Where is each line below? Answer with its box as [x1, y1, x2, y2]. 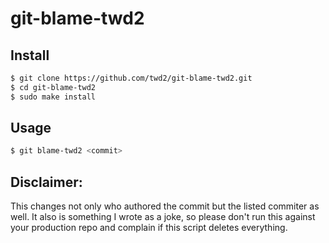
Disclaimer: [10, 173, 83, 191]
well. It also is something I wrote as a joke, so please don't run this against [10, 211, 316, 223]
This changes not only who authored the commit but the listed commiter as [10, 200, 320, 212]
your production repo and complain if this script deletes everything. [10, 222, 288, 234]
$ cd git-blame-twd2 [10, 82, 97, 92]
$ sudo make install [10, 92, 97, 102]
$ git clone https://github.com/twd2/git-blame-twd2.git [10, 73, 253, 83]
